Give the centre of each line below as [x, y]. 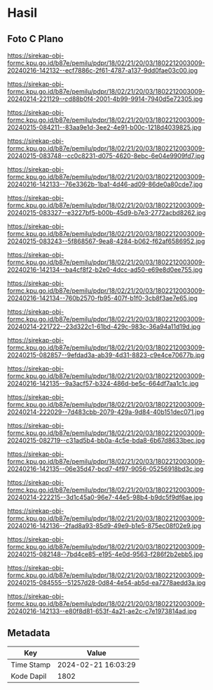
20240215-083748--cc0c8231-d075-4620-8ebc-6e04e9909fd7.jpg [106, 156]
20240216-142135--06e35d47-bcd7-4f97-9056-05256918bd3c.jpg [105, 469]
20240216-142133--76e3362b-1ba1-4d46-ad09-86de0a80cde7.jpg [105, 184]
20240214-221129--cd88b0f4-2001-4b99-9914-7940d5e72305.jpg [105, 99]
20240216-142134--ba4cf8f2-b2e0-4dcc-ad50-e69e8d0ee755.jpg [105, 270]
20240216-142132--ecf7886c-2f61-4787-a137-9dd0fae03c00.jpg [103, 70]
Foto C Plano [35, 39]
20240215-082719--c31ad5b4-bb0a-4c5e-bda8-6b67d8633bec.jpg [106, 440]
